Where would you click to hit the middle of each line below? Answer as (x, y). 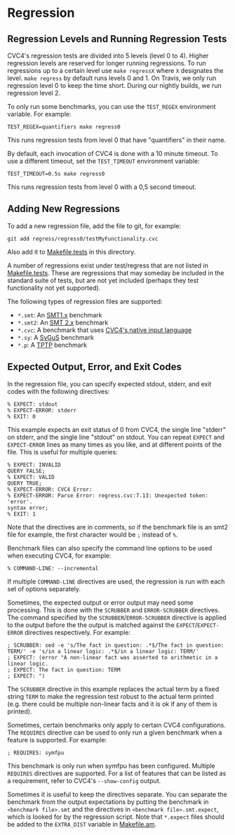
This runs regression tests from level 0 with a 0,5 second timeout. (102, 187)
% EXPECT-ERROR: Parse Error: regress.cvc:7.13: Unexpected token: (108, 495)
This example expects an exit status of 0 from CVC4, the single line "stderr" (117, 429)
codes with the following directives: (59, 391)
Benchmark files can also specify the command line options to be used (110, 548)
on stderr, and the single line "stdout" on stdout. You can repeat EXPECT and (116, 437)
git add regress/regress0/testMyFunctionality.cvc (83, 239)
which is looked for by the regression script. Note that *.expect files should (116, 817)
